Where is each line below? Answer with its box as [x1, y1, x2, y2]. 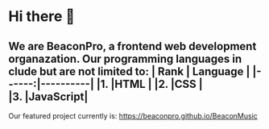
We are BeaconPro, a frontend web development [8, 40, 257, 53]
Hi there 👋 [8, 7, 75, 26]
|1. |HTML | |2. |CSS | [96, 77, 203, 91]
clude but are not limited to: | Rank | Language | [8, 64, 250, 78]
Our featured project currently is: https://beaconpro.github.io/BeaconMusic [8, 111, 258, 120]
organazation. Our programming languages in [8, 52, 242, 65]
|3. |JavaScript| [8, 89, 89, 103]
